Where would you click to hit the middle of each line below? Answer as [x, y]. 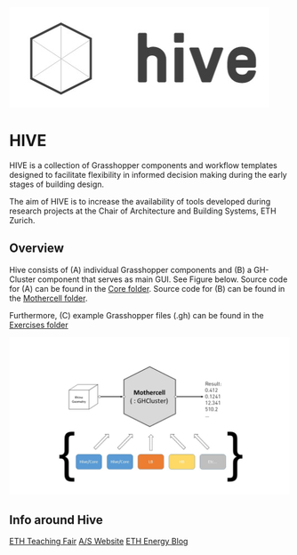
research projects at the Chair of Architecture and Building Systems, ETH [143, 211]
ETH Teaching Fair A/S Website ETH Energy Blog [99, 542]
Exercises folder [39, 325]
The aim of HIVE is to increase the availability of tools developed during [140, 201]
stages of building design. [57, 184]
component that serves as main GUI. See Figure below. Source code [163, 279]
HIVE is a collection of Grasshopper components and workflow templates [143, 165]
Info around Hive [56, 520]
